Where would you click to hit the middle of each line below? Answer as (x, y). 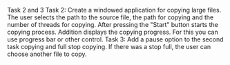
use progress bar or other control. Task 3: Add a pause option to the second (115, 39)
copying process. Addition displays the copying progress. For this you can (113, 32)
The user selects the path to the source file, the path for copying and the (111, 17)
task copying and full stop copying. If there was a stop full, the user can (109, 47)
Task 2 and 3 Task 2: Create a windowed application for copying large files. (114, 10)
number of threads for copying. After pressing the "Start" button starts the (113, 25)
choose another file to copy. (47, 54)
